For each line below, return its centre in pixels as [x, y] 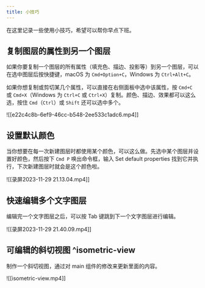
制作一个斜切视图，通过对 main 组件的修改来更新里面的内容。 [83, 266]
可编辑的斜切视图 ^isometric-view [71, 250]
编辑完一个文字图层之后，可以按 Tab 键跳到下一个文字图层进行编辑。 [93, 216]
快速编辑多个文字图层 [46, 201]
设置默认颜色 [31, 135]
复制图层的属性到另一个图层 [59, 51]
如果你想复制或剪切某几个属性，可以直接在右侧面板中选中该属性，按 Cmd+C [99, 87]
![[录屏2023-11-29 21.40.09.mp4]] [49, 230]
